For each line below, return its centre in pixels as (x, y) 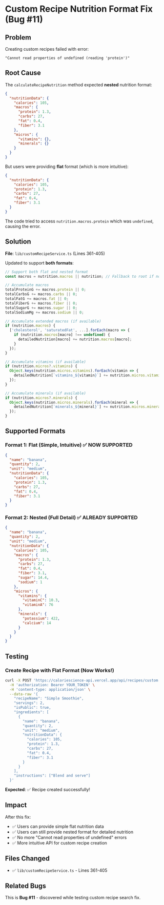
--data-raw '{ (24, 694)
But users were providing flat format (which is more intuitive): (67, 166)
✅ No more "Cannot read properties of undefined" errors (69, 837)
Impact (16, 805)
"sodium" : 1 (30, 582)
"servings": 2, (29, 703)
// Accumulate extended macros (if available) (53, 321)
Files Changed (27, 858)
